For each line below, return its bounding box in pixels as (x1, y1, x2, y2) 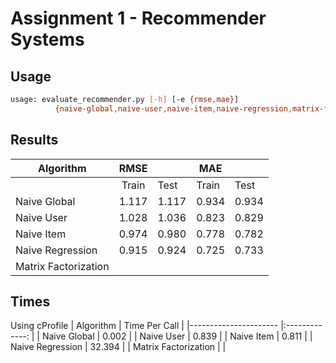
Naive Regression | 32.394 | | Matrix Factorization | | (10, 341, 227, 353)
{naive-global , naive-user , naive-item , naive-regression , (54, 103, 293, 114)
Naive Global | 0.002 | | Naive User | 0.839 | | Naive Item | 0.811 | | (41, 330, 313, 342)
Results (10, 132, 59, 149)
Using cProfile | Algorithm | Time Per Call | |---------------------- (10, 320, 279, 332)
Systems (10, 28, 85, 51)
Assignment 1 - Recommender (10, 7, 267, 30)
